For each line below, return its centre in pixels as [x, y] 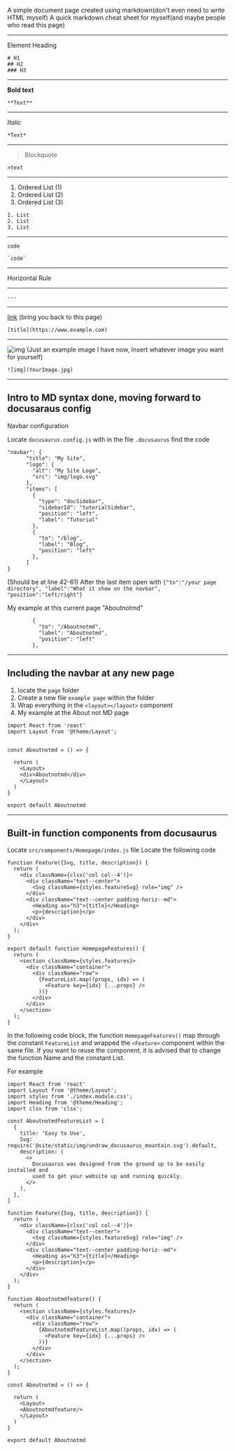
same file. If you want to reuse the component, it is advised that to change [114, 1050]
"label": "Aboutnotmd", [73, 633]
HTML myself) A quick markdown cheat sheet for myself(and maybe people [116, 18]
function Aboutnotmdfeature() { [54, 1299]
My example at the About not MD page [73, 712]
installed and [28, 1170]
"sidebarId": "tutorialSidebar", [87, 507]
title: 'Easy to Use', [53, 1134]
